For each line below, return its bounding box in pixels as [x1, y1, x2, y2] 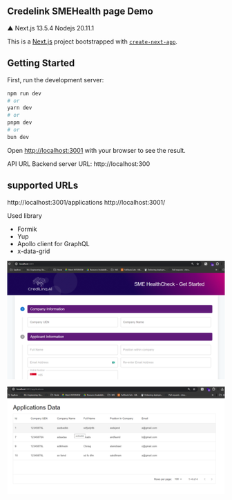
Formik [17, 225, 37, 233]
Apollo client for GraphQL [17, 239, 90, 248]
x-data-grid [17, 247, 50, 255]
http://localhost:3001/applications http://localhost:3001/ [7, 198, 166, 206]
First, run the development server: [7, 75, 104, 84]
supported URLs [7, 180, 79, 192]
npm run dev [7, 90, 41, 97]
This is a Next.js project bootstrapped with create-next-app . [7, 37, 178, 46]
